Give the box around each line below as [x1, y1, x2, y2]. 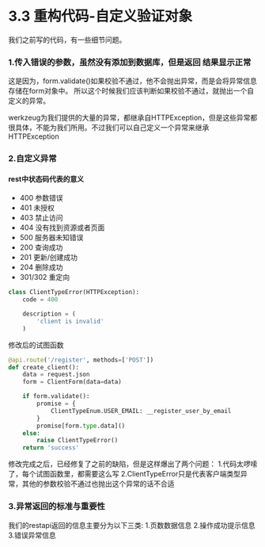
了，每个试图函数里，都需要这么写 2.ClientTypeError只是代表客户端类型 [8, 469, 241, 479]
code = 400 [22, 296, 59, 304]
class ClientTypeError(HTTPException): [8, 289, 140, 296]
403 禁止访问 [19, 213, 63, 223]
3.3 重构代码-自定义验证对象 [8, 7, 192, 25]
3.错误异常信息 [8, 530, 57, 540]
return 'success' [22, 444, 80, 452]
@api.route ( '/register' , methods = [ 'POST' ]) [8, 356, 154, 364]
